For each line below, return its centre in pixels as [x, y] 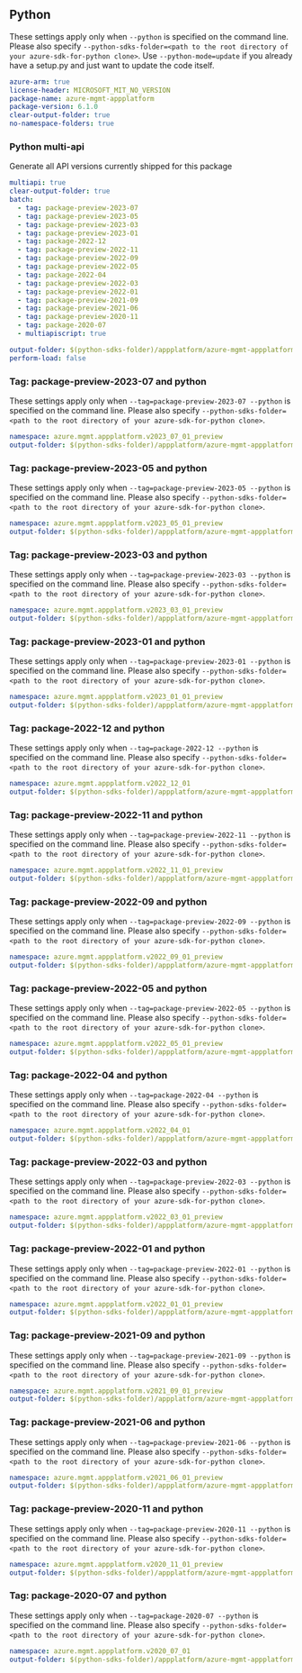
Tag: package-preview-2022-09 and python [108, 902]
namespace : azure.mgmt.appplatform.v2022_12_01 [100, 784]
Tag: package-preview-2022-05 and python [108, 988]
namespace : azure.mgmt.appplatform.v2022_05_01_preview [116, 1044]
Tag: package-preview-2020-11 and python [107, 1509]
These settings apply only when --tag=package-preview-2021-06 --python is [150, 1441]
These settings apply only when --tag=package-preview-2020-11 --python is [150, 1528]
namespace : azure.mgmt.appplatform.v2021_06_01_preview [116, 1478]
